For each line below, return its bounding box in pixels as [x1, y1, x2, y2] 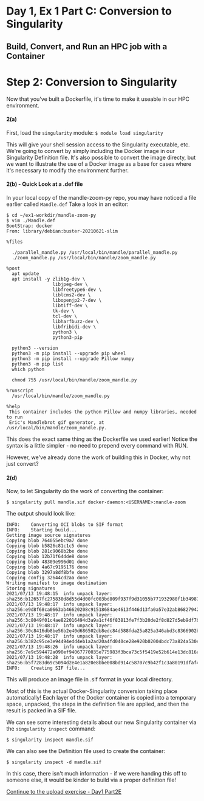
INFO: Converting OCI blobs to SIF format [6, 522, 123, 528]
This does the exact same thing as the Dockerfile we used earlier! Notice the [6, 435, 198, 443]
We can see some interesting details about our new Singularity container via [6, 718, 197, 726]
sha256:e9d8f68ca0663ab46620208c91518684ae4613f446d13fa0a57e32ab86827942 [6, 607, 200, 613]
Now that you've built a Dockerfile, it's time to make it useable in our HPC [6, 95, 190, 103]
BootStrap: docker [6, 223, 53, 229]
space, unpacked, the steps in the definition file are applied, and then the [6, 700, 189, 708]
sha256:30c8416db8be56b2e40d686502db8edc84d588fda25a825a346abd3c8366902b [6, 628, 200, 634]
